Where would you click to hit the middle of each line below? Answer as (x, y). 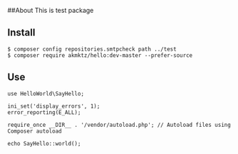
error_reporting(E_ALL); (44, 112)
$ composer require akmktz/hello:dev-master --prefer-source (100, 55)
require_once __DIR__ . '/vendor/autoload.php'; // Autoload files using (119, 125)
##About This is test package (51, 10)
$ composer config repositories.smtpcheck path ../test (92, 49)
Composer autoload (35, 131)
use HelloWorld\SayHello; (46, 93)
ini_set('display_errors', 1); (54, 106)
